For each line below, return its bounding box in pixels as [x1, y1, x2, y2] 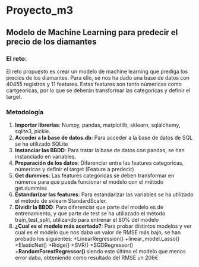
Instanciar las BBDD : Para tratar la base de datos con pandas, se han [14, 147, 185, 154]
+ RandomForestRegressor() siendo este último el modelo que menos [14, 248, 186, 255]
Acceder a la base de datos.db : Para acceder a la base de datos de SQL [14, 134, 193, 142]
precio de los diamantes [6, 36, 97, 46]
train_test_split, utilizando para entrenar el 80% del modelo [14, 216, 159, 224]
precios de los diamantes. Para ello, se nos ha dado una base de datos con [6, 74, 190, 81]
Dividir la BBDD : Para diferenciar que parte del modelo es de [14, 203, 164, 211]
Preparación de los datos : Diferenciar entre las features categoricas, [14, 159, 184, 167]
